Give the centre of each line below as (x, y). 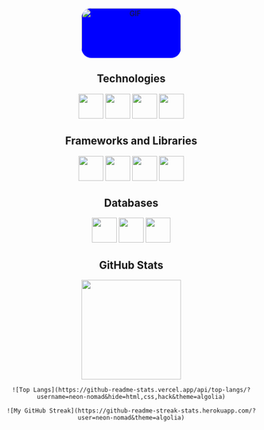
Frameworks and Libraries (131, 141)
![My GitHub (27, 411)
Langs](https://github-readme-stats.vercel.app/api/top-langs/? (142, 390)
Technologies (131, 79)
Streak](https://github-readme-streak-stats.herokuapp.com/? (152, 411)
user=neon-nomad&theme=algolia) (131, 418)
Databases (131, 203)
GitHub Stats (131, 265)
